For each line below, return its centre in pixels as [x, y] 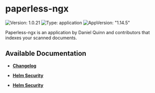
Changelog [24, 65]
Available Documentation [46, 54]
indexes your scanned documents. [41, 38]
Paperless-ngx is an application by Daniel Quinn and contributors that [77, 32]
